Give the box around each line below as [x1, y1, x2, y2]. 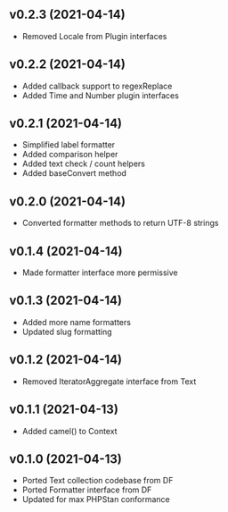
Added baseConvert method [21, 168, 127, 179]
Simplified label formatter [21, 139, 116, 150]
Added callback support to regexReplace [21, 80, 173, 91]
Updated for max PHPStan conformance [21, 494, 171, 505]
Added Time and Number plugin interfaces [21, 89, 180, 101]
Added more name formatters [21, 316, 132, 327]
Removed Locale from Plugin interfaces [21, 30, 167, 41]
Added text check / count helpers [21, 158, 145, 169]
